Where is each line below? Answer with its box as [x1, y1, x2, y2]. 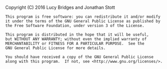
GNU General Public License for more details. [5, 45, 106, 51]
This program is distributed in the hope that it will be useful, [5, 32, 149, 37]
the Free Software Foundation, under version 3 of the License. [5, 23, 145, 28]
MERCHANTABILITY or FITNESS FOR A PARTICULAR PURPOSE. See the [5, 41, 145, 46]
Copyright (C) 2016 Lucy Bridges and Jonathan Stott [5, 5, 116, 10]
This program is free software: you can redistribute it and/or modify [5, 14, 160, 19]
